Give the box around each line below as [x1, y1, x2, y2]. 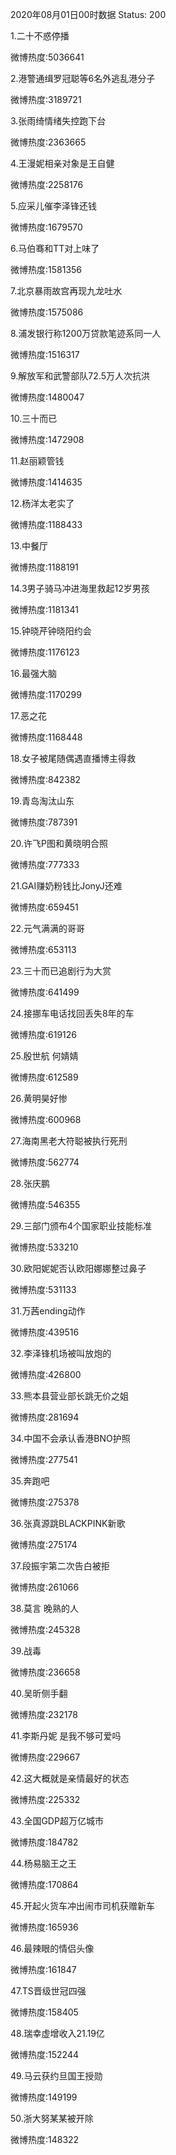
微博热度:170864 [10, 1879, 79, 1890]
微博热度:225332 [10, 1794, 81, 1805]
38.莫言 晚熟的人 [10, 1603, 79, 1614]
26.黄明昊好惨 [10, 1093, 68, 1104]
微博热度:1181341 [10, 604, 79, 615]
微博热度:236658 [10, 1666, 81, 1678]
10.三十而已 [10, 413, 58, 424]
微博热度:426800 [10, 1369, 82, 1380]
